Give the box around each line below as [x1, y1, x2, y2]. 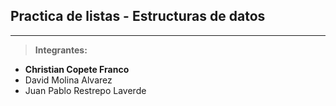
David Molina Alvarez [24, 74, 113, 86]
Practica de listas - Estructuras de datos [10, 8, 266, 25]
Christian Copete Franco [24, 63, 130, 75]
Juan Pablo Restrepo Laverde [24, 84, 147, 96]
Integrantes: [34, 44, 88, 56]
